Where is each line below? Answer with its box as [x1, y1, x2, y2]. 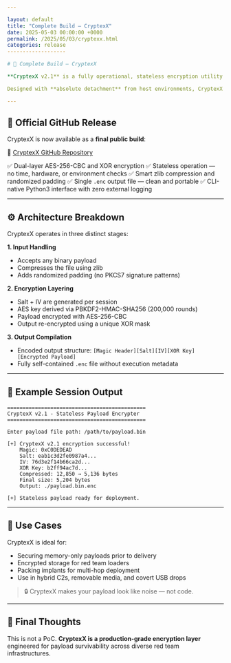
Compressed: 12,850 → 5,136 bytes [19, 471, 118, 478]
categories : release [7, 42, 67, 49]
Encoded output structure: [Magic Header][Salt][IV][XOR [16, 346, 180, 355]
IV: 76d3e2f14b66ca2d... [19, 459, 91, 465]
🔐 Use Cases [7, 520, 63, 532]
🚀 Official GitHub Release [7, 117, 117, 129]
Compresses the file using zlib [16, 264, 103, 272]
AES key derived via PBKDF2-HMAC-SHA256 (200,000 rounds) [16, 305, 198, 313]
